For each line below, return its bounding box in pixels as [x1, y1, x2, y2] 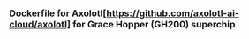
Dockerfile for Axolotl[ [9, 7, 107, 19]
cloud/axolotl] [9, 18, 72, 30]
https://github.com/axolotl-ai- [105, 7, 240, 19]
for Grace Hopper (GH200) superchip [72, 18, 236, 30]
